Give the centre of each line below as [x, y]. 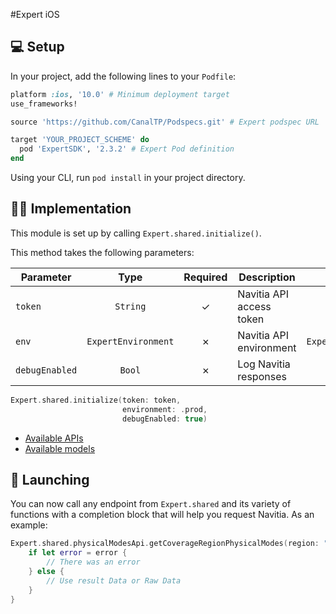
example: [29, 525]
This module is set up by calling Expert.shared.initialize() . [136, 233]
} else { [46, 571]
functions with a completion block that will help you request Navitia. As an [162, 515]
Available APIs [54, 438]
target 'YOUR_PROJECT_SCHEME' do [80, 140]
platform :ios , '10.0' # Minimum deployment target [120, 94]
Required [205, 277]
